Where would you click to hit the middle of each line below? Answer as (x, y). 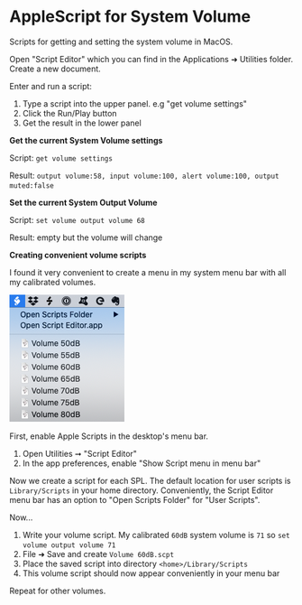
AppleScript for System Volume (130, 17)
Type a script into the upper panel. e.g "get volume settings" (135, 103)
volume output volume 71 (69, 545)
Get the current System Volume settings (86, 140)
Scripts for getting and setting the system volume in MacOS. (121, 42)
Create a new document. (55, 69)
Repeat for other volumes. (58, 591)
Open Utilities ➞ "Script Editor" (80, 453)
